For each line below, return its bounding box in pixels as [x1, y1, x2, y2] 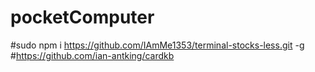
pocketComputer [10, 6, 155, 29]
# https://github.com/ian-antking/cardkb [10, 49, 175, 61]
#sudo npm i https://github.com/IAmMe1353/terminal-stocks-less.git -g [10, 39, 305, 51]
